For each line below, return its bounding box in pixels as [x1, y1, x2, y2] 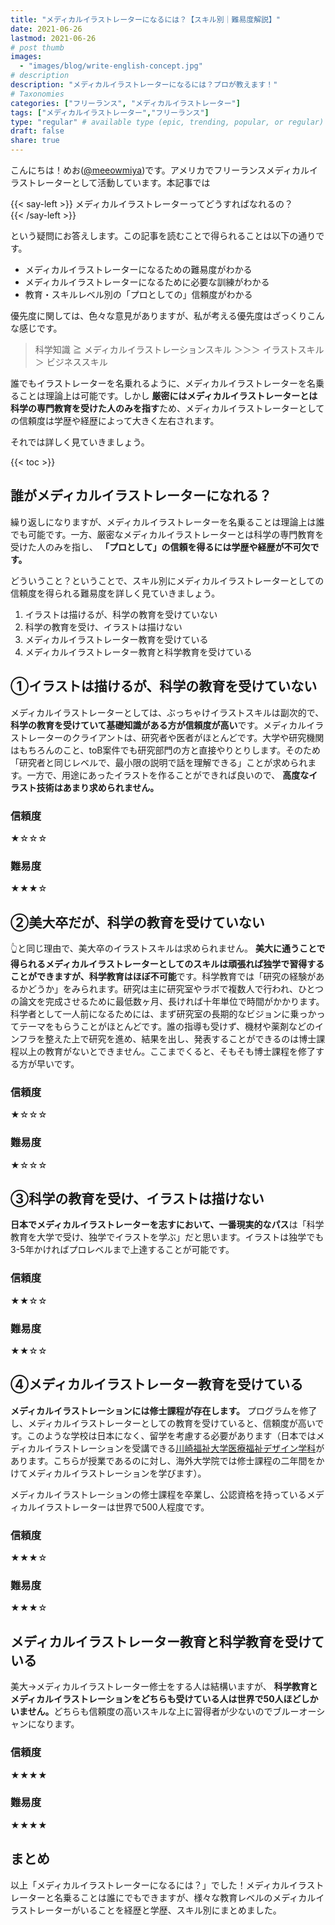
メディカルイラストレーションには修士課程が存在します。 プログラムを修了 [10, 1404, 318, 1416]
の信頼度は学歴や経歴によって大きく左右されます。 [10, 415, 220, 426]
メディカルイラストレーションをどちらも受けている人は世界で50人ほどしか [10, 1693, 319, 1705]
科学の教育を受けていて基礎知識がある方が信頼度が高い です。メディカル [10, 719, 307, 731]
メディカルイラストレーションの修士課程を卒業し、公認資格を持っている [10, 1488, 307, 1500]
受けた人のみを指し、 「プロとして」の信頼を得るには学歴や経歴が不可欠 [10, 541, 311, 553]
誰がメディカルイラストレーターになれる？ [10, 487, 273, 505]
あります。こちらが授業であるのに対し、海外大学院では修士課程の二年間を [10, 1454, 317, 1466]
